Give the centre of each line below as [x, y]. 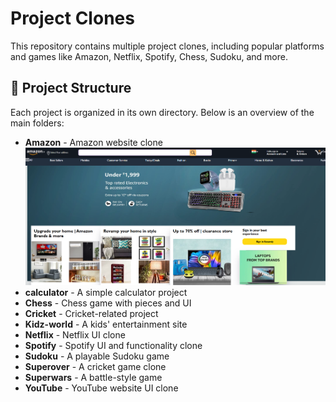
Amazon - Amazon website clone [93, 142]
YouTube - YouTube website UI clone [101, 388]
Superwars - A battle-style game [93, 377]
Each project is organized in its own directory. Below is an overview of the [162, 112]
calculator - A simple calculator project [106, 292]
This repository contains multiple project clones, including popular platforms [167, 46]
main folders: [37, 123]
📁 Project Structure [71, 88]
